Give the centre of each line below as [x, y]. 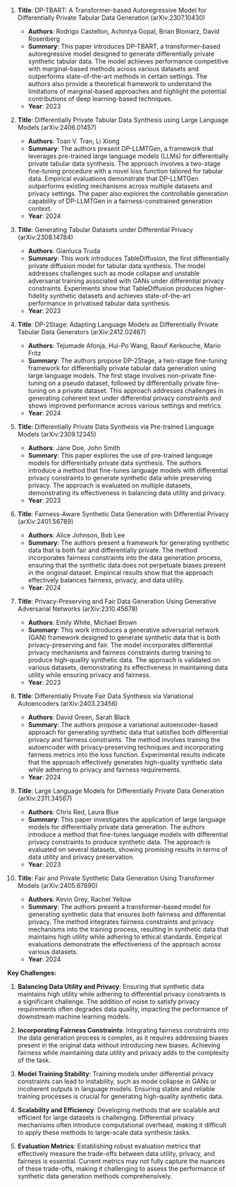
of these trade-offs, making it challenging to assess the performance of [121, 1169]
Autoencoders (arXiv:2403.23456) [68, 704]
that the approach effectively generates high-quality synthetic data [125, 762]
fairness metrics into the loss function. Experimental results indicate [126, 755]
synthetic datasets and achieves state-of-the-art [120, 296]
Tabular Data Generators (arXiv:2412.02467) [82, 332]
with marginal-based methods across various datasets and [113, 69]
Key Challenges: [32, 973]
